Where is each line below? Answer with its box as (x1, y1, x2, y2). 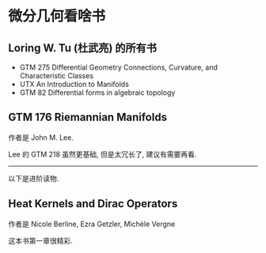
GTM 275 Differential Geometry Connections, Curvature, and (19, 62, 218, 72)
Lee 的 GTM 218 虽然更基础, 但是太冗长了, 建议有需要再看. (8, 149, 197, 159)
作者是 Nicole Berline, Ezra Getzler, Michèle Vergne (8, 219, 176, 228)
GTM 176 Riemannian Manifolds (8, 111, 168, 124)
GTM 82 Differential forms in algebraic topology (19, 88, 176, 97)
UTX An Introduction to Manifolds (19, 80, 129, 89)
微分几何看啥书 (8, 7, 106, 25)
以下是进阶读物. (8, 173, 59, 183)
